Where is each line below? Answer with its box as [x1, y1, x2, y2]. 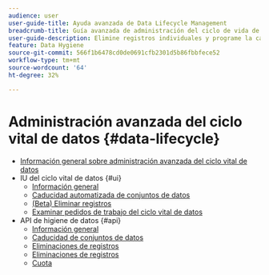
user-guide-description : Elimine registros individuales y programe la [8, 34, 252, 42]
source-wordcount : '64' [8, 64, 88, 72]
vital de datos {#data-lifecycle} [8, 130, 220, 148]
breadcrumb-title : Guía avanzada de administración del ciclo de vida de [8, 26, 260, 34]
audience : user [8, 11, 59, 20]
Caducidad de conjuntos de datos [31, 233, 144, 242]
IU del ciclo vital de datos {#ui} [19, 173, 122, 182]
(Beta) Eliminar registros [31, 198, 112, 208]
